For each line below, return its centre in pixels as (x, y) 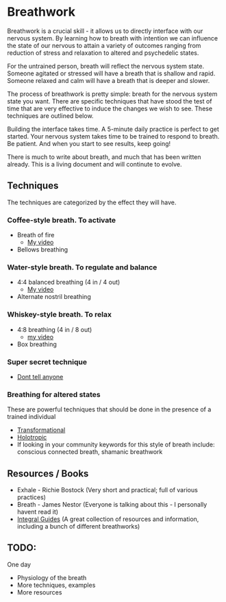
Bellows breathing (42, 250)
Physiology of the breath (52, 577)
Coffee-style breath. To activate (62, 220)
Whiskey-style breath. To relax (59, 315)
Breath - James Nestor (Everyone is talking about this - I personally (112, 505)
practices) (32, 497)
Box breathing (37, 344)
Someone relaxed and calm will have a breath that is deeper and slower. (109, 80)
